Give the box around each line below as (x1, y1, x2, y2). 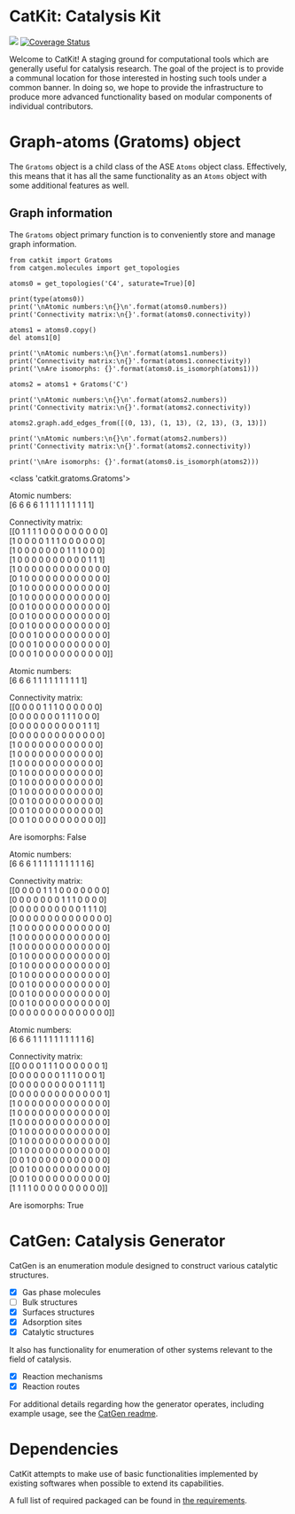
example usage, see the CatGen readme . (9, 1409, 159, 1419)
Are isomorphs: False (9, 831, 87, 842)
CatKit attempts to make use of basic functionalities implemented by (9, 1469, 259, 1479)
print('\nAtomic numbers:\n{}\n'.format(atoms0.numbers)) (9, 302, 228, 311)
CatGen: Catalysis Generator (9, 1231, 226, 1251)
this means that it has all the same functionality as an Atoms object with (9, 170, 268, 181)
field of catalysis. (9, 1354, 73, 1364)
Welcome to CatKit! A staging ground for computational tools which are (9, 53, 269, 64)
